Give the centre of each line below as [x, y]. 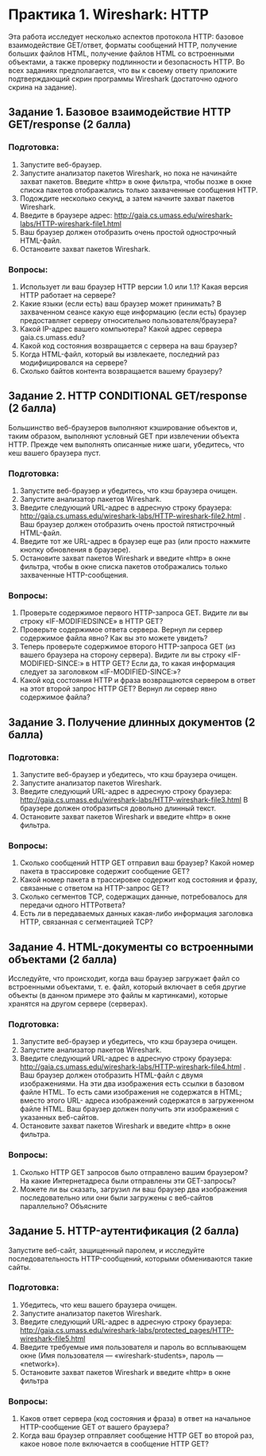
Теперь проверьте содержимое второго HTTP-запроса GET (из [127, 647]
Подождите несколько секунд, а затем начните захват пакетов [127, 198]
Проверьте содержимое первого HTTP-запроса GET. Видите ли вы [134, 613]
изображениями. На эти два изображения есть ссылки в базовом [132, 1084]
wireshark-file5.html [52, 1339]
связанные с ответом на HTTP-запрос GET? [94, 888]
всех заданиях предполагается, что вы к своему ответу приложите [123, 70]
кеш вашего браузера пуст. [54, 453]
